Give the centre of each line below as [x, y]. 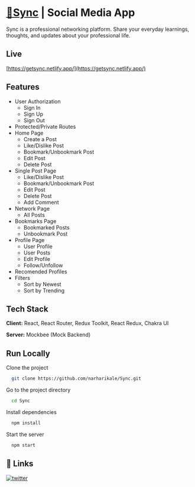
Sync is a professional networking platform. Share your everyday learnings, [98, 29]
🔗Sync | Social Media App [71, 13]
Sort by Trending [44, 290]
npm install [26, 423]
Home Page [29, 133]
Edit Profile [37, 259]
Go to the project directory [38, 390]
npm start [23, 445]
